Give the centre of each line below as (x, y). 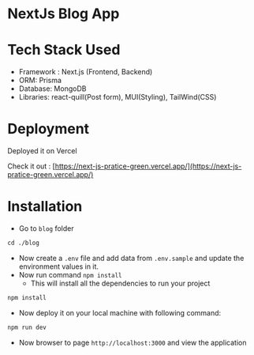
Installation (45, 207)
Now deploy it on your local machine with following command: (120, 312)
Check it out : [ (32, 166)
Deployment (49, 129)
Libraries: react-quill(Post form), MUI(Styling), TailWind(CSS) (118, 97)
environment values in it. (59, 266)
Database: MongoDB (52, 89)
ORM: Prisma (40, 81)
